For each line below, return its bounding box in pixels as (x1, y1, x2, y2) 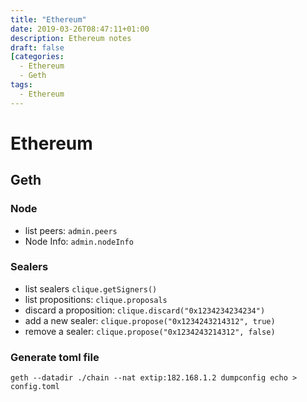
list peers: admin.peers (24, 224, 118, 236)
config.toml (10, 382, 60, 392)
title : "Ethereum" (10, 14, 87, 25)
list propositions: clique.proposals (24, 293, 168, 305)
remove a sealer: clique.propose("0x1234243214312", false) (24, 325, 276, 337)
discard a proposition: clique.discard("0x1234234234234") (24, 304, 266, 316)
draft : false (10, 42, 65, 53)
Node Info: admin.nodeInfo (24, 235, 134, 247)
